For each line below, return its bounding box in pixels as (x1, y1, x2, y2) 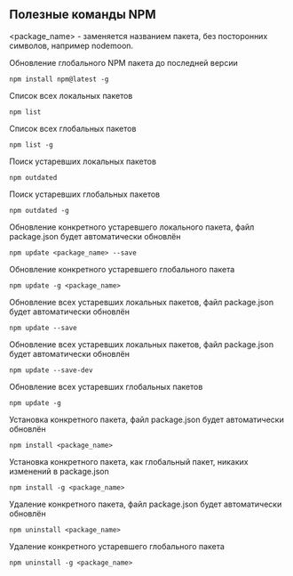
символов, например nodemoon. (9, 40, 134, 51)
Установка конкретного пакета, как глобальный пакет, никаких (9, 456, 249, 466)
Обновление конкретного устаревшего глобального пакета (9, 264, 235, 274)
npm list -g (9, 140, 53, 150)
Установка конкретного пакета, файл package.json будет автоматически (9, 414, 284, 425)
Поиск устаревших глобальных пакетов (9, 189, 161, 199)
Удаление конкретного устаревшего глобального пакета (9, 540, 225, 551)
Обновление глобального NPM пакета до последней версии (9, 57, 238, 68)
